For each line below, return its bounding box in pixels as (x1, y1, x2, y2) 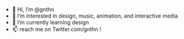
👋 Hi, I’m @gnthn (12, 6, 55, 13)
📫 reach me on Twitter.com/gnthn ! (12, 26, 101, 33)
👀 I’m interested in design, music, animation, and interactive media (12, 12, 178, 19)
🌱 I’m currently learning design (12, 19, 89, 26)
